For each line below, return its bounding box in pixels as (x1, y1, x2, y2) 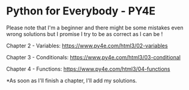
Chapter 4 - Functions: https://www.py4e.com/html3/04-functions (6, 65, 170, 73)
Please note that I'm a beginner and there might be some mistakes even (6, 24, 184, 31)
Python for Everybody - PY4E (6, 4, 156, 18)
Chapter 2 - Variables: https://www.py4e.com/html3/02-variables (6, 42, 168, 49)
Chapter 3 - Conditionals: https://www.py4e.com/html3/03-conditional (6, 53, 181, 61)
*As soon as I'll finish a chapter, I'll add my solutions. (6, 77, 137, 84)
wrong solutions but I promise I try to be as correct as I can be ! (6, 30, 163, 37)
